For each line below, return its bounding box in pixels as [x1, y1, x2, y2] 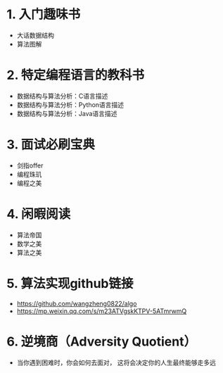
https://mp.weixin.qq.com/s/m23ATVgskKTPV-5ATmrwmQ [16, 307, 187, 315]
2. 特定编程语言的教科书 [6, 68, 145, 83]
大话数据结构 [16, 31, 54, 39]
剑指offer [16, 161, 44, 170]
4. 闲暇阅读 [6, 206, 71, 222]
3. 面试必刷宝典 [6, 137, 96, 153]
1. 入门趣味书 [6, 6, 81, 23]
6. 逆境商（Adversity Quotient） [6, 334, 197, 349]
